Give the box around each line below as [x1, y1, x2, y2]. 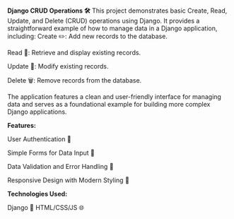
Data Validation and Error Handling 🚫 [7, 162, 115, 170]
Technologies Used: [7, 190, 68, 198]
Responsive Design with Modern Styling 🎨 [7, 176, 129, 184]
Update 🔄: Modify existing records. [7, 62, 109, 70]
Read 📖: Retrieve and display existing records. [7, 49, 141, 57]
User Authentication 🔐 [7, 135, 72, 143]
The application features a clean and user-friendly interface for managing [7, 93, 221, 101]
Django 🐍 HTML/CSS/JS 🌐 [7, 203, 85, 211]
